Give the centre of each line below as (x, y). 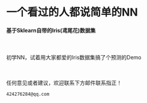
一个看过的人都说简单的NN (72, 12)
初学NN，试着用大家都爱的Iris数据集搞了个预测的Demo (74, 57)
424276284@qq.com (28, 94)
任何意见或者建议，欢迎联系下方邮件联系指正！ (64, 83)
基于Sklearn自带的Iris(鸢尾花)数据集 (51, 30)
